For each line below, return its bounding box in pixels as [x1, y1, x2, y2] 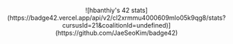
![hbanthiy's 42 [85, 6, 130, 14]
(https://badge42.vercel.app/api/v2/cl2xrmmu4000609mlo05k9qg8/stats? [7, 13, 226, 22]
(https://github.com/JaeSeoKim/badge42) [55, 28, 178, 37]
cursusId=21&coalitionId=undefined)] [62, 21, 171, 29]
